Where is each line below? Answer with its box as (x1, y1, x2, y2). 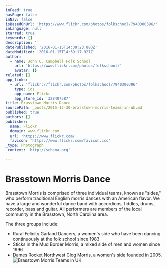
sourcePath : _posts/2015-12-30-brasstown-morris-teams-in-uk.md (5, 105, 142, 110)
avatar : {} (14, 68, 37, 73)
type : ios (14, 86, 35, 92)
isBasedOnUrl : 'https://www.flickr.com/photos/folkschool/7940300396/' (5, 21, 158, 27)
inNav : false (5, 17, 33, 22)
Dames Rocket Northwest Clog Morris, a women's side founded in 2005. (12, 252, 162, 258)
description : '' (5, 40, 39, 45)
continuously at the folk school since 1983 (12, 236, 100, 242)
